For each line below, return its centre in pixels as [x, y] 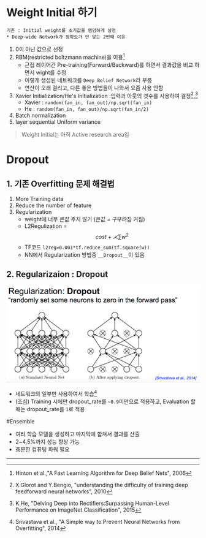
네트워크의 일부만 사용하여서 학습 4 [56, 393]
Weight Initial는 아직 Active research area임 [75, 135]
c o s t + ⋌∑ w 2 [112, 236]
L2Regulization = [46, 226]
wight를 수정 [51, 72]
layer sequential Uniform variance [58, 122]
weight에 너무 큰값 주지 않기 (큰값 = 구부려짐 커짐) [85, 219]
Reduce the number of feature [53, 205]
